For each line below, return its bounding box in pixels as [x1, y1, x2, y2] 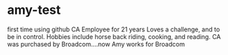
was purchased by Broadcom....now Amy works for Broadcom [7, 40, 186, 48]
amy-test [7, 2, 61, 18]
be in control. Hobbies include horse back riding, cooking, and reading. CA [7, 32, 221, 40]
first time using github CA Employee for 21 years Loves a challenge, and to [7, 25, 220, 33]
